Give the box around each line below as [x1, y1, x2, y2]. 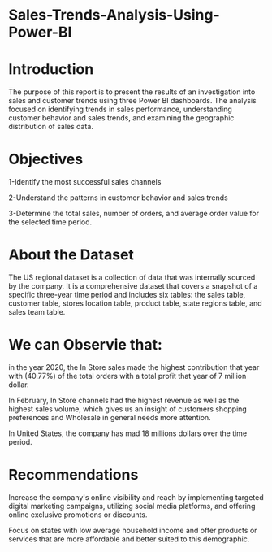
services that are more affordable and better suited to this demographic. [8, 534, 250, 544]
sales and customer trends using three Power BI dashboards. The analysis [8, 96, 257, 106]
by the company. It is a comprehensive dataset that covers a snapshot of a [8, 281, 258, 290]
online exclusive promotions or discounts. [8, 510, 148, 519]
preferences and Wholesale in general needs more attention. [8, 412, 211, 422]
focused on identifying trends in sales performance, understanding [8, 104, 233, 115]
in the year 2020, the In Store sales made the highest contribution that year [8, 362, 260, 372]
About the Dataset [8, 246, 134, 264]
